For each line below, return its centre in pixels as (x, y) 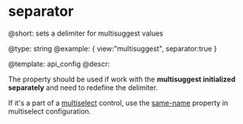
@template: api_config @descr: (59, 64)
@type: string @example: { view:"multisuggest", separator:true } (112, 48)
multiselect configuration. (50, 111)
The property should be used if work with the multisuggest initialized (122, 79)
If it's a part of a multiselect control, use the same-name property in (118, 103)
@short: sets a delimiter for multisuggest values (86, 33)
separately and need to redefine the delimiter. (83, 87)
